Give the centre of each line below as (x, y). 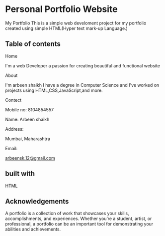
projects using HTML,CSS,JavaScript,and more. (54, 90)
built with (20, 174)
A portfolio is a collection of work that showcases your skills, (67, 214)
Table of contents (33, 44)
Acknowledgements (37, 201)
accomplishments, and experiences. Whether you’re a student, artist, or (79, 219)
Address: (14, 129)
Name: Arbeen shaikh (27, 119)
